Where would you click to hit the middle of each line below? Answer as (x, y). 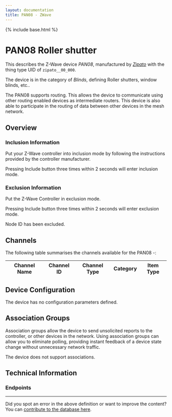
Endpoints (18, 388)
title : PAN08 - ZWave (28, 15)
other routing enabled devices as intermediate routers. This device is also (83, 101)
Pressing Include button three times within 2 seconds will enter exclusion (82, 209)
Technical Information (41, 373)
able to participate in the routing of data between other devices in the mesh (85, 106)
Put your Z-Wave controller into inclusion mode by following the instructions (85, 154)
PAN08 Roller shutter (51, 50)
